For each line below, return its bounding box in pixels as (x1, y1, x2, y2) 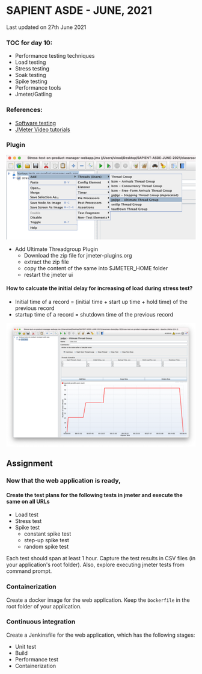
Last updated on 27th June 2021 (6, 23, 87, 31)
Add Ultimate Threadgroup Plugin (14, 245, 98, 253)
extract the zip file (23, 258, 69, 265)
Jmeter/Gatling (14, 91, 52, 98)
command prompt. (6, 567, 52, 575)
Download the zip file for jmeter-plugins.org (23, 252, 132, 259)
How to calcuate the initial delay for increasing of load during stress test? (6, 285, 193, 292)
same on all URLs (6, 498, 50, 505)
